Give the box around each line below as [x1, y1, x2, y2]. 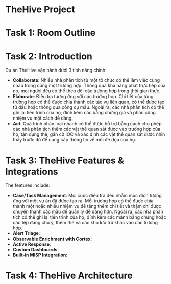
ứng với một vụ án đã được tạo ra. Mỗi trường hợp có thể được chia [12, 198, 154, 204]
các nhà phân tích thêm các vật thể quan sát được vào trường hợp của [12, 126, 161, 132]
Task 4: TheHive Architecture [5, 270, 133, 281]
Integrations [5, 165, 59, 177]
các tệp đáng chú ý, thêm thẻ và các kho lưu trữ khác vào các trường [12, 220, 158, 226]
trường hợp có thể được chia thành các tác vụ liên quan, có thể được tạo [12, 99, 165, 105]
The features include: [5, 182, 50, 188]
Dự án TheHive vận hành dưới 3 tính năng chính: [5, 67, 107, 74]
